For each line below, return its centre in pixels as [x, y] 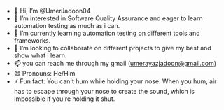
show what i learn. [40, 55]
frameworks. [32, 41]
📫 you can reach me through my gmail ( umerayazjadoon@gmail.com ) [115, 63]
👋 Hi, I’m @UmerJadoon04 [52, 11]
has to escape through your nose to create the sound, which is [104, 91]
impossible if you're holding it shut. [64, 99]
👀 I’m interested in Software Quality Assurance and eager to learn [108, 18]
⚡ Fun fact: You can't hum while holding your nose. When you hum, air [115, 81]
